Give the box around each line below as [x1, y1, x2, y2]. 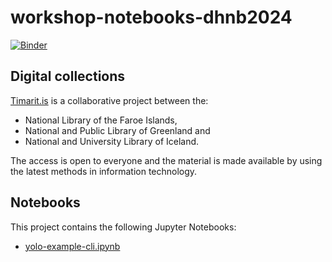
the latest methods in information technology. [10, 165, 198, 177]
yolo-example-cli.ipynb [24, 240, 121, 252]
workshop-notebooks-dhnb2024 [10, 6, 293, 29]
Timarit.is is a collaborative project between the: [10, 94, 209, 106]
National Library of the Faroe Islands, [24, 114, 178, 126]
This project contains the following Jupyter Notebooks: [10, 221, 237, 233]
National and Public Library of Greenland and [24, 124, 211, 136]
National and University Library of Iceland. [24, 135, 200, 147]
